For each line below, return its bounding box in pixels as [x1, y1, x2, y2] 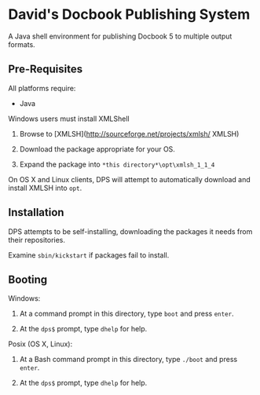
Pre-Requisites [8, 63, 83, 76]
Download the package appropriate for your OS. [19, 144, 175, 154]
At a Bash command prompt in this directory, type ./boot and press [19, 355, 238, 364]
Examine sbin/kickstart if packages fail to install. [8, 250, 170, 260]
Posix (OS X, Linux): [8, 339, 73, 349]
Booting [8, 272, 48, 286]
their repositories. [8, 235, 65, 244]
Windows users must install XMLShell [8, 114, 130, 123]
